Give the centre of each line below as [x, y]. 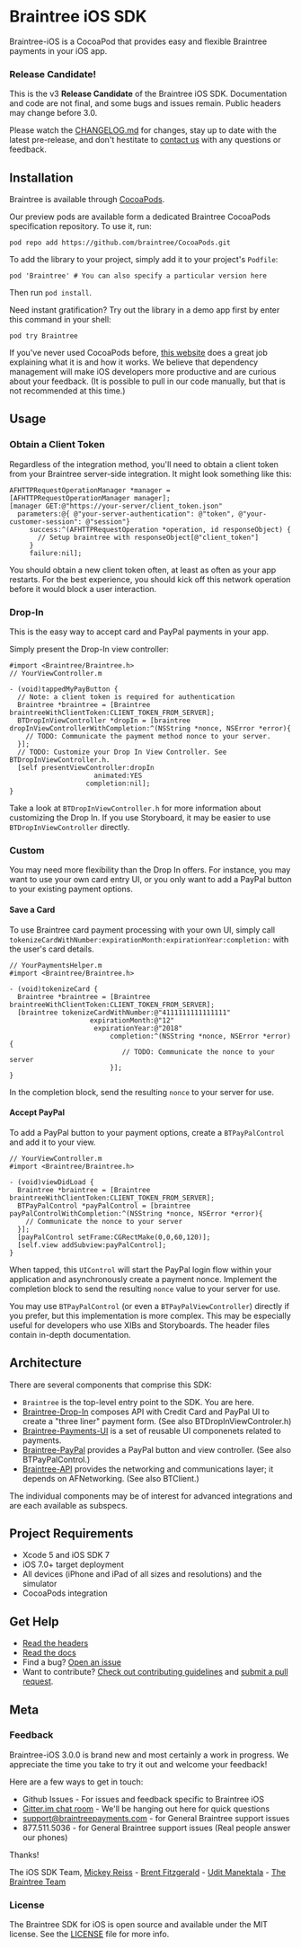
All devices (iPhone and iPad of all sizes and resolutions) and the [142, 1574]
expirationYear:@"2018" [138, 1028]
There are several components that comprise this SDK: [111, 1385]
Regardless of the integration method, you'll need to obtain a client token [144, 464]
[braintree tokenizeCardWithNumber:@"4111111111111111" [124, 1013]
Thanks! [24, 1855]
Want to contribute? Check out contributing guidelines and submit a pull [155, 1672]
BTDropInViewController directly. [70, 828]
